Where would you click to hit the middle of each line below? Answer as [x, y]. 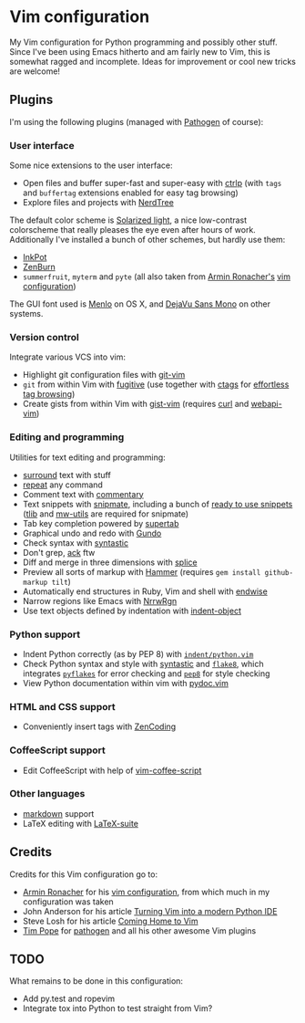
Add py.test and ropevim [69, 999]
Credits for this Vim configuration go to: [83, 874]
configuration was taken [68, 902]
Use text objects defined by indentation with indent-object [132, 611]
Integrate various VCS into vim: [67, 357]
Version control [44, 337]
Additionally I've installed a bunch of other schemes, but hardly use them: [147, 240]
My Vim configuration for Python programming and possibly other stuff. [143, 42]
